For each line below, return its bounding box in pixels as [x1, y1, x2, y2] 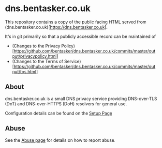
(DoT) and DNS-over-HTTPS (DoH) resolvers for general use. [5, 100, 127, 107]
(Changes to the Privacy [12, 43, 60, 49]
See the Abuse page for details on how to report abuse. [5, 137, 116, 143]
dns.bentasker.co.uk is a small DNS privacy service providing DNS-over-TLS [5, 96, 157, 101]
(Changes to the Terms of [12, 58, 64, 64]
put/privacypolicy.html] [12, 53, 59, 59]
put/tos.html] [12, 68, 38, 74]
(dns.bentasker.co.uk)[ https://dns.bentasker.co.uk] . [5, 24, 108, 30]
